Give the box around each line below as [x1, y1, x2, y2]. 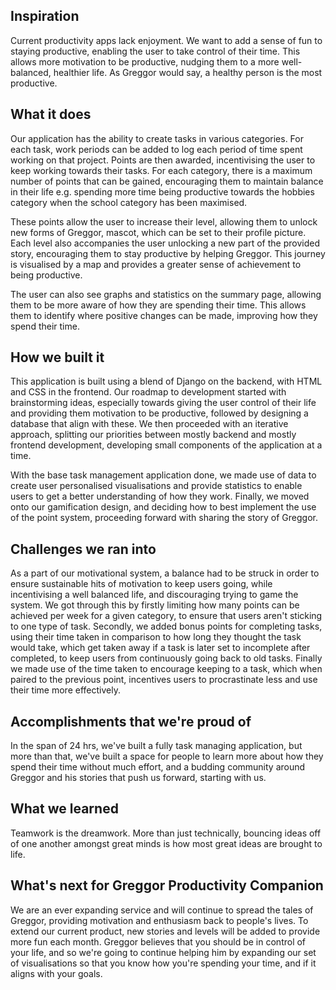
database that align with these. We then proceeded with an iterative [10, 418, 289, 430]
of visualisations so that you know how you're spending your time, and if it [10, 957, 317, 969]
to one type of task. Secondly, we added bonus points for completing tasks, [10, 620, 323, 633]
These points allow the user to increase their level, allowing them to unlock [10, 215, 318, 228]
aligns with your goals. [10, 967, 103, 979]
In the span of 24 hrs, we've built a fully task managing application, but [10, 740, 303, 752]
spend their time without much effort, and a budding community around [10, 761, 306, 773]
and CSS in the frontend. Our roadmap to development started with [10, 386, 287, 398]
